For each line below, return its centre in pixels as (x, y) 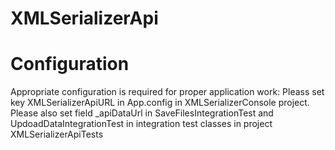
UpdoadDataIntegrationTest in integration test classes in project (141, 124)
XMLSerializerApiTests (57, 134)
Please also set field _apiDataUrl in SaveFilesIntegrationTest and (142, 113)
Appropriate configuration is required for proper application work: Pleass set (167, 92)
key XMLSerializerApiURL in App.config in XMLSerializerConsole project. (160, 103)
